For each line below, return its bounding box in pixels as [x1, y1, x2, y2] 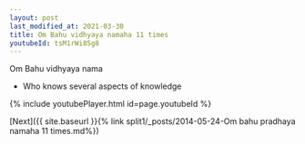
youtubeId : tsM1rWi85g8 [9, 38, 100, 48]
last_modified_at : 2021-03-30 [9, 22, 125, 31]
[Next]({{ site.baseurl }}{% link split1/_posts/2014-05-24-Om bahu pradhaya [9, 116, 296, 127]
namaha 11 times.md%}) [9, 126, 100, 137]
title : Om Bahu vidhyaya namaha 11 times [9, 30, 169, 39]
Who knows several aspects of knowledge [22, 81, 182, 91]
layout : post [9, 13, 59, 23]
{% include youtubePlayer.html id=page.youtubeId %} [9, 99, 212, 110]
